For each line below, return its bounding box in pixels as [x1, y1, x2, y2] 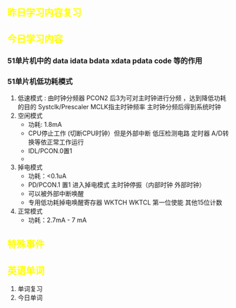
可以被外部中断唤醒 [27, 190, 85, 197]
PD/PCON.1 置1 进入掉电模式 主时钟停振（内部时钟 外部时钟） [27, 180, 206, 189]
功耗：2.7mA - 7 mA [27, 216, 87, 224]
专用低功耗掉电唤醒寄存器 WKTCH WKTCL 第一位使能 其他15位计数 [27, 198, 223, 207]
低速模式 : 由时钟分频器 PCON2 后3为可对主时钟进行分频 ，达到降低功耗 [17, 94, 227, 102]
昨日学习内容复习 [7, 6, 82, 19]
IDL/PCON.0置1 [27, 147, 73, 155]
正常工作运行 [46, 138, 85, 146]
